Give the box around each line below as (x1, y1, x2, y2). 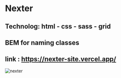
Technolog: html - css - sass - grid (5, 22, 111, 31)
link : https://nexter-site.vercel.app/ (5, 55, 117, 63)
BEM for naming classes (5, 38, 79, 47)
